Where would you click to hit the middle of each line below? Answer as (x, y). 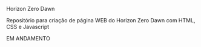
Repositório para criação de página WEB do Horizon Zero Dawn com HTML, (101, 20)
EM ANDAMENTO (28, 38)
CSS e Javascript (28, 27)
